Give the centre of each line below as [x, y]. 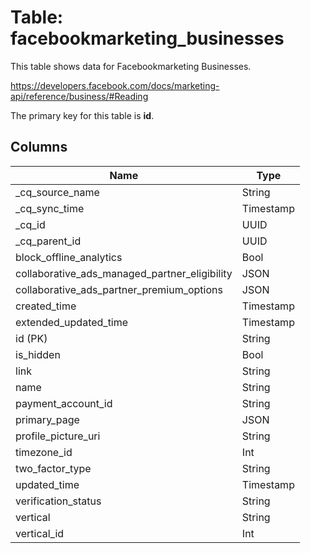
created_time [46, 306]
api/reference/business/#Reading [79, 96]
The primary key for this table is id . [82, 115]
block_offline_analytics [69, 257]
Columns [39, 147]
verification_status [58, 501]
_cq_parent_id [48, 241]
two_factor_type [53, 468]
